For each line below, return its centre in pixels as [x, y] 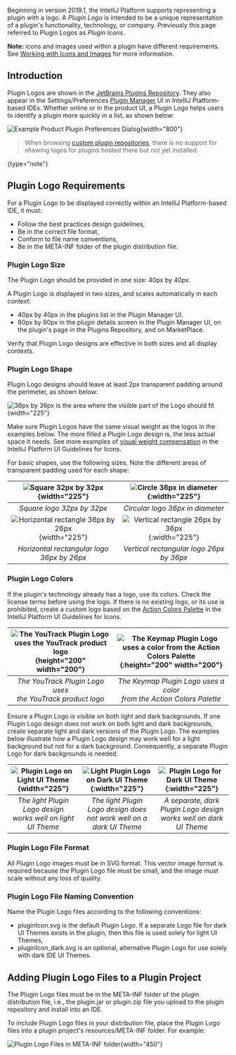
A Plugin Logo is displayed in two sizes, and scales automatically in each [112, 293]
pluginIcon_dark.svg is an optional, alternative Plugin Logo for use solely [122, 948]
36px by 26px [63, 558]
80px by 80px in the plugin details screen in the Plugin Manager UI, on [119, 322]
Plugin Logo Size [36, 265]
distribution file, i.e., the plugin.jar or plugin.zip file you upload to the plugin [116, 1001]
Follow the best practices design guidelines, [81, 224]
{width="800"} [162, 129]
